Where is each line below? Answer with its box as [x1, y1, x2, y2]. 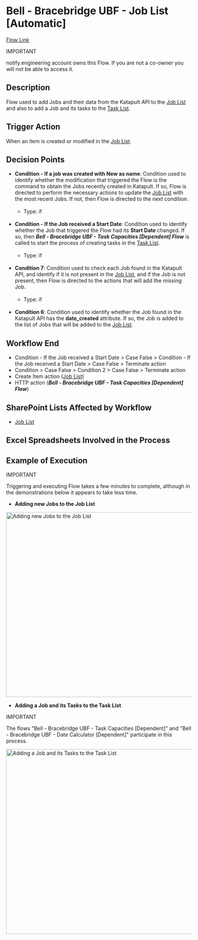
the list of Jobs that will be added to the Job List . [14, 321, 134, 328]
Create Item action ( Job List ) [14, 373, 84, 380]
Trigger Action [6, 122, 61, 132]
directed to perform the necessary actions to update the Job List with [14, 189, 184, 196]
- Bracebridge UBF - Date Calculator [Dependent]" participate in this [6, 731, 173, 738]
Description [6, 83, 50, 93]
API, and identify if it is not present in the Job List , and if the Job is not [14, 271, 186, 278]
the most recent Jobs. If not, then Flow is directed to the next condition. [14, 195, 189, 202]
